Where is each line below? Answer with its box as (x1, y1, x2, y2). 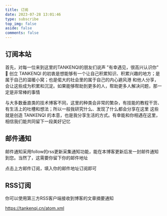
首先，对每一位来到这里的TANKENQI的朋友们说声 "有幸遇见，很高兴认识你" (5, 64, 159, 70)
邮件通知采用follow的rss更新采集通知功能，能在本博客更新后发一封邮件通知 (5, 148, 159, 154)
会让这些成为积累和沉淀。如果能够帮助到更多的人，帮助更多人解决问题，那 (5, 83, 158, 89)
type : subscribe (5, 16, 39, 21)
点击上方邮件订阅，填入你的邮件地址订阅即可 (5, 165, 97, 171)
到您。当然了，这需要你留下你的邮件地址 (5, 155, 88, 161)
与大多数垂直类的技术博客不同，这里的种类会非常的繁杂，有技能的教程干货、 (5, 100, 162, 106)
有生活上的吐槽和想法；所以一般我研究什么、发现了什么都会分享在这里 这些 (5, 106, 159, 112)
